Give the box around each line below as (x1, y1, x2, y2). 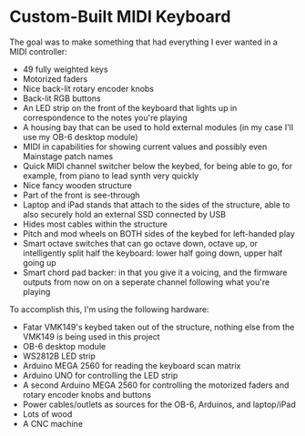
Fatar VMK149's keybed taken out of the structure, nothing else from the (22, 321, 295, 332)
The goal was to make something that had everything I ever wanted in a (9, 36, 278, 47)
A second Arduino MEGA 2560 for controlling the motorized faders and (22, 380, 290, 390)
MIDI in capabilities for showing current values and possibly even (22, 141, 268, 152)
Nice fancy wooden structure (22, 179, 132, 190)
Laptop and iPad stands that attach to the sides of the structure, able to (22, 198, 290, 210)
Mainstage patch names (22, 150, 114, 161)
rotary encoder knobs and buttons (22, 389, 152, 400)
